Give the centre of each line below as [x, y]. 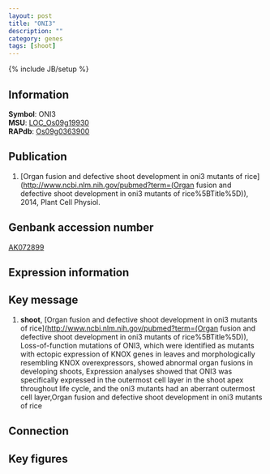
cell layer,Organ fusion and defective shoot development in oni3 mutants [141, 397]
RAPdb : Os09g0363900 [49, 131]
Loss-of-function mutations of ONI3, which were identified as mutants [137, 345]
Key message [43, 300]
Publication [38, 157]
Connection [39, 431]
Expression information [69, 272]
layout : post [30, 16]
